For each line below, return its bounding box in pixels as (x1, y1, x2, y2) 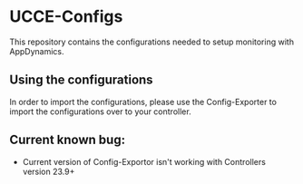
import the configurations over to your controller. (9, 106, 192, 117)
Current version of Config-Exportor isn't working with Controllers (22, 156, 266, 167)
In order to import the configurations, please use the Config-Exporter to (9, 96, 277, 107)
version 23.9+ (22, 166, 75, 177)
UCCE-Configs (9, 6, 123, 27)
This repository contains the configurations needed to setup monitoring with (9, 36, 295, 47)
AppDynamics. (9, 45, 64, 56)
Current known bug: (9, 132, 125, 148)
